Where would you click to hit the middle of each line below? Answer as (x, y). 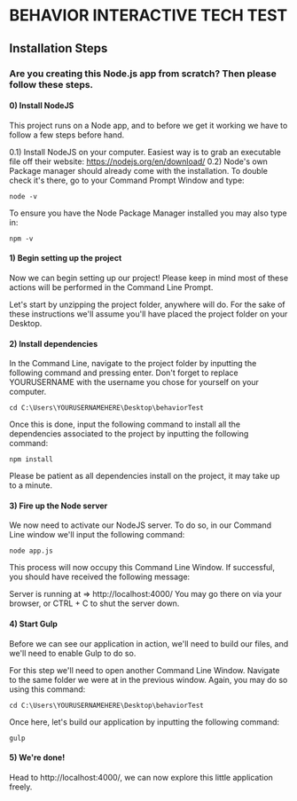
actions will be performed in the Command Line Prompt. (111, 287)
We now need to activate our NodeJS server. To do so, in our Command (141, 525)
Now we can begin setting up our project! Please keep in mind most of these (149, 278)
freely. (21, 787)
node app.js (31, 551)
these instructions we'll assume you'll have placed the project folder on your (148, 314)
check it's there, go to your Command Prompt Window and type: (127, 180)
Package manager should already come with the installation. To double (139, 170)
